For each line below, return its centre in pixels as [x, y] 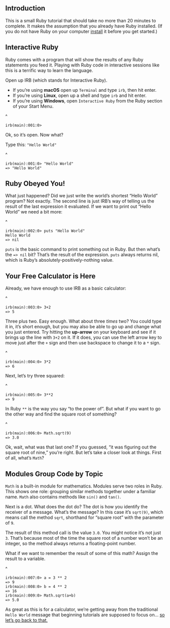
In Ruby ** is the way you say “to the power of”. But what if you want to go [83, 409]
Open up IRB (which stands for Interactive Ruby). [56, 80]
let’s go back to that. [27, 620]
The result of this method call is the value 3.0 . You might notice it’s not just [83, 533]
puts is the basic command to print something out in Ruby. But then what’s [83, 249]
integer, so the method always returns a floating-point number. [71, 544]
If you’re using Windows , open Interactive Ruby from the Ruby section [87, 100]
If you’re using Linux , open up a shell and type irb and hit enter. [79, 95]
